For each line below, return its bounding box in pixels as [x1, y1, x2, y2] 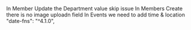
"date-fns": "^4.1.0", [6, 18, 55, 24]
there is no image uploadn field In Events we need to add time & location [6, 11, 185, 18]
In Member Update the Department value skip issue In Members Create [6, 5, 183, 12]
